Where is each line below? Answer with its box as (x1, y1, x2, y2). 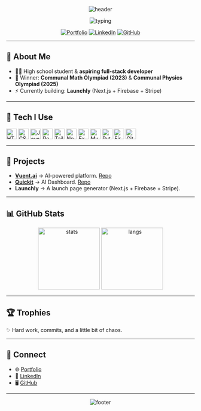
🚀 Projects (6, 156, 45, 167)
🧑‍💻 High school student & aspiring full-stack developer (14, 68, 154, 75)
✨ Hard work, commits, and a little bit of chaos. (6, 327, 123, 334)
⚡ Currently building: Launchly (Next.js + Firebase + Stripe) (14, 87, 162, 94)
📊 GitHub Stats (6, 208, 65, 218)
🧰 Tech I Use (6, 112, 53, 123)
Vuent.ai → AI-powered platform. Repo (14, 172, 112, 179)
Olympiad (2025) (14, 80, 59, 87)
